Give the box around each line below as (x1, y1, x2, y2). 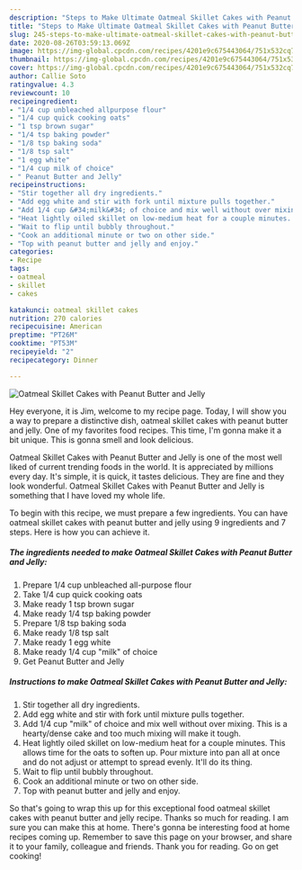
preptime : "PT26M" (9, 330, 78, 340)
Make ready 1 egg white (22, 636, 111, 648)
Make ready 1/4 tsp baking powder (22, 608, 151, 619)
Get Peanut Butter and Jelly (22, 656, 125, 667)
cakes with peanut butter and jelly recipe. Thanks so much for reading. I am (9, 812, 289, 823)
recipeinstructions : (9, 181, 87, 190)
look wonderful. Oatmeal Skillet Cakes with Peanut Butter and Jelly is (9, 480, 265, 491)
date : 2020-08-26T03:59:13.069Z (9, 38, 130, 48)
